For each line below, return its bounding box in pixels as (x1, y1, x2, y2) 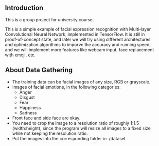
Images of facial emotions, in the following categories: (12, 84, 121, 90)
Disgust (19, 94, 35, 100)
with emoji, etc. (5, 52, 35, 58)
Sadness (19, 110, 37, 115)
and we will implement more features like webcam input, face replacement (5, 47, 154, 52)
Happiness (19, 104, 41, 111)
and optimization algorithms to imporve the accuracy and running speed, (5, 41, 151, 48)
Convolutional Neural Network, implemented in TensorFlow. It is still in (5, 31, 145, 37)
